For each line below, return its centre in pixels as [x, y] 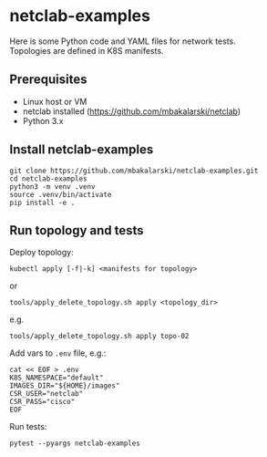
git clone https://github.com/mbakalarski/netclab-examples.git [134, 171]
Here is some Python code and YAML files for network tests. [123, 41]
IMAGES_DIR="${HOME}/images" [65, 386]
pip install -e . [42, 203]
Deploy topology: [42, 253]
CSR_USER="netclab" [46, 394]
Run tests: [28, 427]
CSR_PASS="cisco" [42, 402]
